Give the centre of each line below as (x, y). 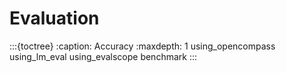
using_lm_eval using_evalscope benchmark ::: (103, 56)
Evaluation (54, 18)
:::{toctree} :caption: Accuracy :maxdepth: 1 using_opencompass (142, 46)
